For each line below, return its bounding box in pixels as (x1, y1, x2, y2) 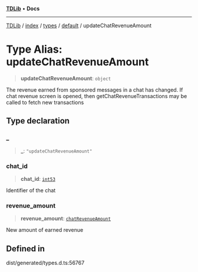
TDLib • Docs (6, 5, 40, 12)
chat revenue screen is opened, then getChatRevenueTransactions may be (6, 92, 187, 99)
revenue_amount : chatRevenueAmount (20, 215, 111, 222)
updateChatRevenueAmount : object (20, 75, 111, 82)
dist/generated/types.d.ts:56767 (6, 260, 85, 267)
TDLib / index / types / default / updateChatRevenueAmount (6, 22, 152, 29)
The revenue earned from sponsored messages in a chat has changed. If (6, 86, 183, 93)
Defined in (6, 244, 45, 254)
